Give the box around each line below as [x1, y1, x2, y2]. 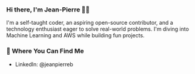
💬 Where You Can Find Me [6, 47, 84, 55]
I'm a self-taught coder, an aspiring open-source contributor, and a [6, 19, 174, 26]
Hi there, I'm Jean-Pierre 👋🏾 [6, 5, 90, 14]
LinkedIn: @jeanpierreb [15, 60, 74, 68]
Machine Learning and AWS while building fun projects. [6, 32, 145, 39]
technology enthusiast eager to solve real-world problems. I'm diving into [6, 25, 190, 32]
